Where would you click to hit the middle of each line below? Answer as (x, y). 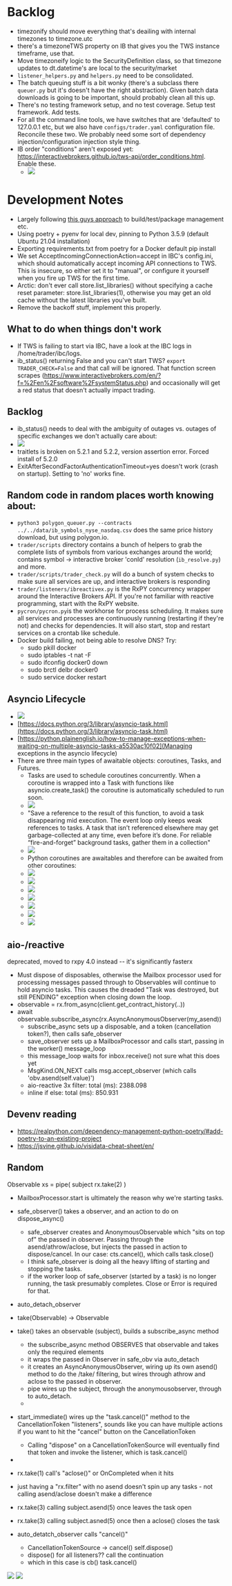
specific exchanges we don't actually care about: (87, 436)
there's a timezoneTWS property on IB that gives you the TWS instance (118, 46)
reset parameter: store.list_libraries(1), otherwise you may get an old (114, 292)
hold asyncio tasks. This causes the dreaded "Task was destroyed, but (118, 989)
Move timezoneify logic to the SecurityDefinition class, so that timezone (119, 60)
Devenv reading (42, 1115)
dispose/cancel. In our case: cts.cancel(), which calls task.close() (120, 1254)
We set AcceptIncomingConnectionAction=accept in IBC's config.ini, (115, 256)
